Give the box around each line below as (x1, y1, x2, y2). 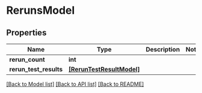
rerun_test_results (9, 65, 63, 73)
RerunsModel (6, 4, 75, 17)
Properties (6, 28, 47, 38)
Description (145, 46, 180, 53)
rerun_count (9, 55, 45, 64)
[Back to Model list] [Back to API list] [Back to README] (6, 80, 144, 88)
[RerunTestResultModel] (68, 65, 140, 73)
